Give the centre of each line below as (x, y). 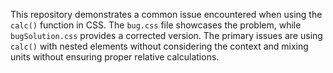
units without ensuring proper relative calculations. (115, 57)
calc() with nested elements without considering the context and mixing (159, 46)
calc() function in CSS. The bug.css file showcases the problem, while (156, 25)
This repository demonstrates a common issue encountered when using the (166, 14)
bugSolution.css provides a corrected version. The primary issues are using (166, 35)
